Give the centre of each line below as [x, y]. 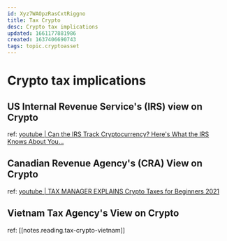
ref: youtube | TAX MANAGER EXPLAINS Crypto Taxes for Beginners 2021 [113, 191]
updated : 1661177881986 [42, 33]
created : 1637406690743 [42, 40]
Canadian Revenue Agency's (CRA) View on [105, 164]
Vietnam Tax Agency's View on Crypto [93, 213]
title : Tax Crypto [34, 20]
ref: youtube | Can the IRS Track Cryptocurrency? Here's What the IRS [108, 134]
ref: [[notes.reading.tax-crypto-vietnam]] [66, 230]
